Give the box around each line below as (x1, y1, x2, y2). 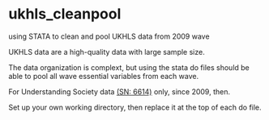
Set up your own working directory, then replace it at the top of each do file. (8, 102, 262, 112)
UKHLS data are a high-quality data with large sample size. (8, 47, 205, 56)
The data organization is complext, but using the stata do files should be (8, 62, 250, 72)
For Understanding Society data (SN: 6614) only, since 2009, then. (8, 86, 231, 97)
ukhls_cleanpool (8, 5, 122, 23)
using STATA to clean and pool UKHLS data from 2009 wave (8, 31, 210, 41)
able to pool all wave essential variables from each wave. (8, 71, 199, 81)
